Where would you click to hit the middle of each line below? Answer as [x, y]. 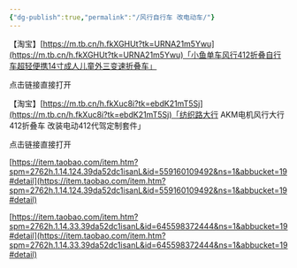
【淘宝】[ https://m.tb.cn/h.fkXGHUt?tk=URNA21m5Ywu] [112, 43]
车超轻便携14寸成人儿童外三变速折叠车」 [83, 65]
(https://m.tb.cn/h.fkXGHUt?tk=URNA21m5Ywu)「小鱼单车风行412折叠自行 [145, 55]
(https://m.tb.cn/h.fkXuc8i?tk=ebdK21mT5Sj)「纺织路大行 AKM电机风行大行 [147, 114]
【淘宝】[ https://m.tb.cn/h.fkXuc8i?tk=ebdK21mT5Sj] [106, 103]
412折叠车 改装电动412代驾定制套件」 [77, 126]
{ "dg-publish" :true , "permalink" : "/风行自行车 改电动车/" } [112, 17]
